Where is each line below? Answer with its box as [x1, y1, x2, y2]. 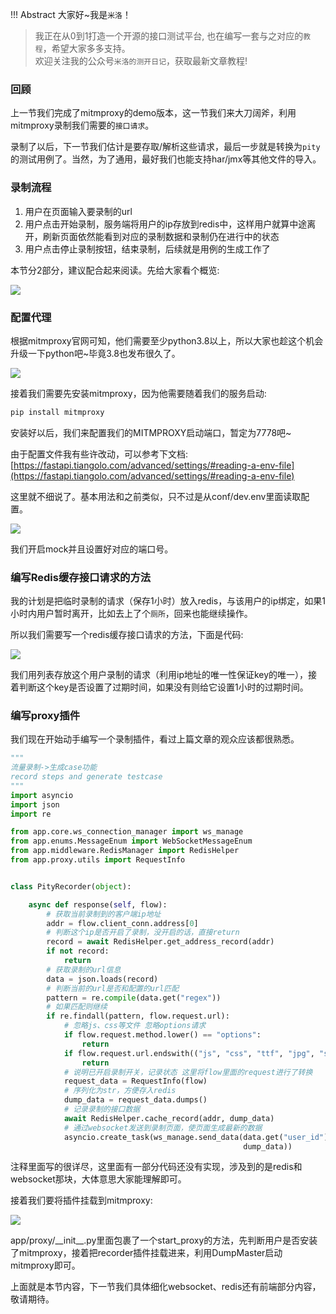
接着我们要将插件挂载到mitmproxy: [10, 1194, 153, 1207]
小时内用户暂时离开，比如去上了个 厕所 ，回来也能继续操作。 [10, 608, 253, 620]
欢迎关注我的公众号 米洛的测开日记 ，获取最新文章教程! [34, 55, 248, 67]
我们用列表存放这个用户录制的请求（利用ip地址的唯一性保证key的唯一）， [10, 669, 309, 681]
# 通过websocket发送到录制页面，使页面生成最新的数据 [63, 1123, 263, 1133]
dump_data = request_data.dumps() [63, 1095, 208, 1105]
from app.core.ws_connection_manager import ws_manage [10, 827, 244, 837]
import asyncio [10, 790, 74, 800]
